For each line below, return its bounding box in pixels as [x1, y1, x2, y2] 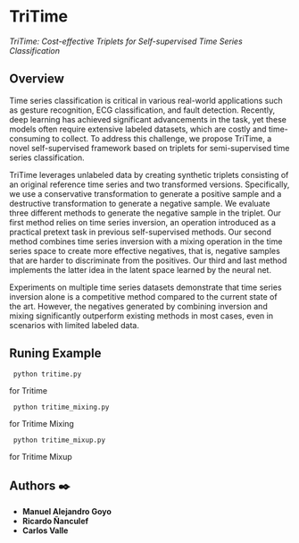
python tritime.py [12, 369, 82, 378]
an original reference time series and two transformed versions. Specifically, [9, 179, 290, 190]
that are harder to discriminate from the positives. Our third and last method [9, 255, 287, 266]
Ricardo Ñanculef [21, 516, 89, 527]
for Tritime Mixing [9, 418, 74, 428]
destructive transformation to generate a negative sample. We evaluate [9, 198, 270, 208]
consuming [9, 132, 51, 144]
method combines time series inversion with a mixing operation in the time [9, 235, 283, 247]
